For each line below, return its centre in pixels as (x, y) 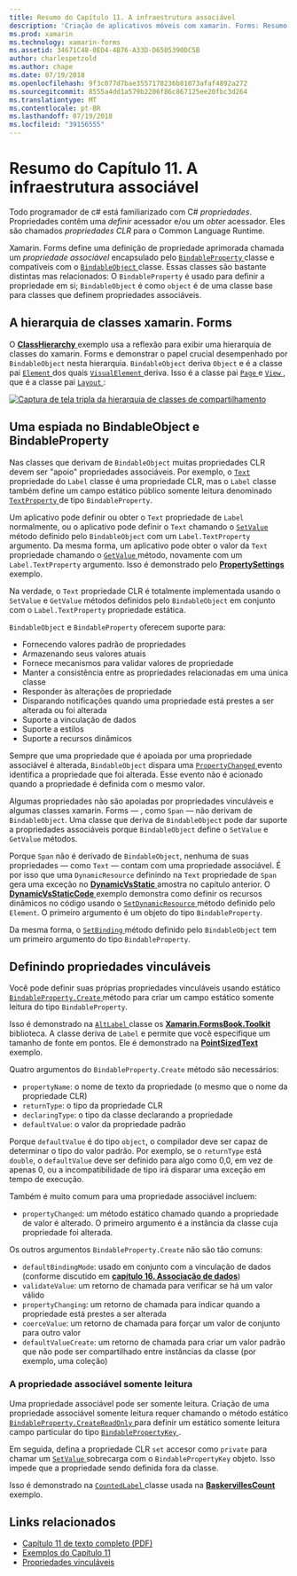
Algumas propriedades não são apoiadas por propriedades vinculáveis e (141, 801)
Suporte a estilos (53, 729)
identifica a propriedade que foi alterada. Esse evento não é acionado (136, 774)
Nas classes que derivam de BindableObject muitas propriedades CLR (137, 462)
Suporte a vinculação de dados (79, 719)
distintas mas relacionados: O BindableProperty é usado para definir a (137, 276)
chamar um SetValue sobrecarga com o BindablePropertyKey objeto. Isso (142, 1458)
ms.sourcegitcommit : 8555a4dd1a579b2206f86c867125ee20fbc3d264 (129, 91)
